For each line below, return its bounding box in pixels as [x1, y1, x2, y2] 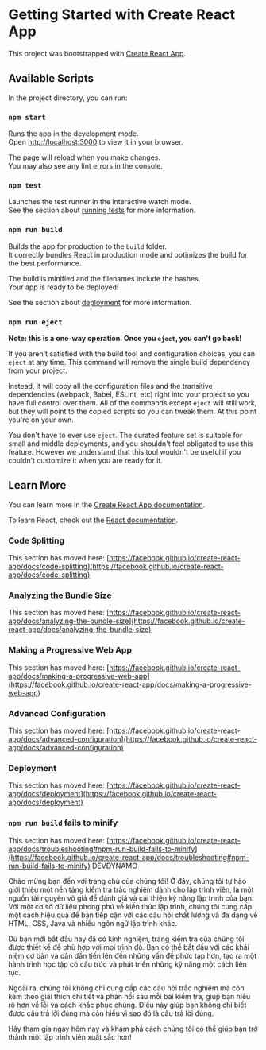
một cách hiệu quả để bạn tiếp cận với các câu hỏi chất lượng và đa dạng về [8, 910, 258, 920]
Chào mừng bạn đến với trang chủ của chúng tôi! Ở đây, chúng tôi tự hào [8, 876, 247, 885]
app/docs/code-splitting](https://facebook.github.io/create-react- [8, 562, 224, 571]
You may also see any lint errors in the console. [8, 161, 163, 171]
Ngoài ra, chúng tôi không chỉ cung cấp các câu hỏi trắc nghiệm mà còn [8, 983, 245, 993]
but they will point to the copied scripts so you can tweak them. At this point [8, 406, 256, 416]
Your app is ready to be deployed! [8, 282, 119, 292]
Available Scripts [8, 72, 94, 85]
